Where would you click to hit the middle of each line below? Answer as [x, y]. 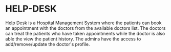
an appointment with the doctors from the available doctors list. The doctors [85, 28]
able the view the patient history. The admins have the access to [73, 39]
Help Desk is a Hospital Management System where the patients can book [83, 23]
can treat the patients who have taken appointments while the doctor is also [85, 33]
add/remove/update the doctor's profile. [48, 44]
